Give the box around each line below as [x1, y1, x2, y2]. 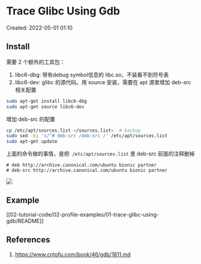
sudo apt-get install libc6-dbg [6, 98, 87, 104]
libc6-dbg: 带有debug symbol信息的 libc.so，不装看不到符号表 [14, 71, 169, 78]
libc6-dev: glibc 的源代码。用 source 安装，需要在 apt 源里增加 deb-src [14, 78, 191, 85]
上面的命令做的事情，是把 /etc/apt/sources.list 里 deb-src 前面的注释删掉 [6, 150, 195, 158]
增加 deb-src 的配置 [6, 115, 56, 123]
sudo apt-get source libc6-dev [6, 103, 85, 109]
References [6, 235, 50, 245]
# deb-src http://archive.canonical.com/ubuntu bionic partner [6, 167, 168, 174]
